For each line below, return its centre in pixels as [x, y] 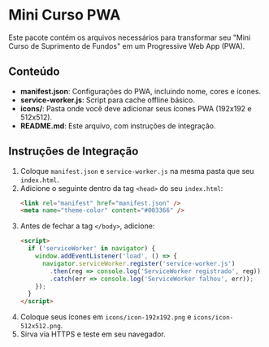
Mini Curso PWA [65, 15]
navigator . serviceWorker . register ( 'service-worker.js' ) [139, 263]
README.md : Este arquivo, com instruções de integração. [118, 126]
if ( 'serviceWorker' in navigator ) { [92, 249]
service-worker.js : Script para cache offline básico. [107, 100]
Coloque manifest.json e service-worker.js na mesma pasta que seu [137, 171]
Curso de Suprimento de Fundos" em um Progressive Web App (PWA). [127, 46]
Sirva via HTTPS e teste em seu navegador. [93, 334]
